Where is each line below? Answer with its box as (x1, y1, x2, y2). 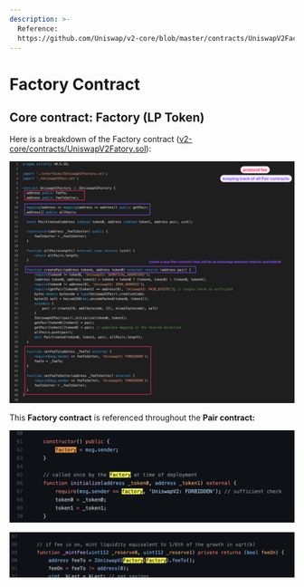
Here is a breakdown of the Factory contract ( (9, 134, 180, 145)
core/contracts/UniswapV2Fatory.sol (9, 143, 147, 154)
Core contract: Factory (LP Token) (9, 110, 205, 125)
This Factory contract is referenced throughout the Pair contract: (9, 412, 256, 423)
